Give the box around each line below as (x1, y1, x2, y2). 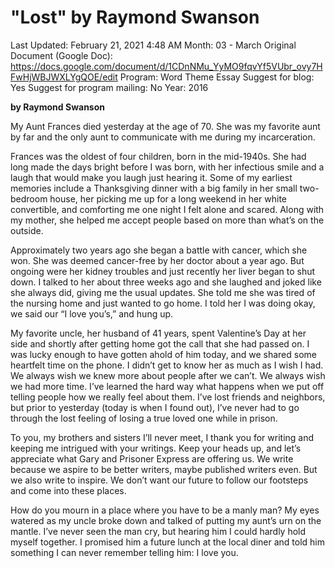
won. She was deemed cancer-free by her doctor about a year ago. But (10, 254, 305, 266)
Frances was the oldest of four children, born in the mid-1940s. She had (10, 150, 307, 162)
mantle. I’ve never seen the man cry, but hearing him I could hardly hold (10, 525, 307, 537)
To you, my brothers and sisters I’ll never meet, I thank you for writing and (10, 431, 315, 443)
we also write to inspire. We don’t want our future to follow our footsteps (10, 474, 309, 486)
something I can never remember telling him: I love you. (10, 546, 239, 558)
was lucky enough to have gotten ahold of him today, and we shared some (10, 348, 317, 360)
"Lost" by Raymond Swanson (10, 6, 260, 29)
